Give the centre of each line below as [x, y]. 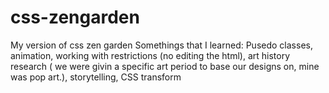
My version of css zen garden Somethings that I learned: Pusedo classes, [161, 45]
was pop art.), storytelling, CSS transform [96, 77]
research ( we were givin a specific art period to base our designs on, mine [165, 66]
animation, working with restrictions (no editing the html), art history [150, 55]
